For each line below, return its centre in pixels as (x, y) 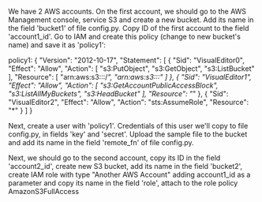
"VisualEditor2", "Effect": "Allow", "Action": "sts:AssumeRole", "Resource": (129, 102)
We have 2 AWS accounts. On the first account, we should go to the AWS (127, 11)
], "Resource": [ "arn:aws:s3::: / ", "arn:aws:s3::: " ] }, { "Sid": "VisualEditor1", (130, 77)
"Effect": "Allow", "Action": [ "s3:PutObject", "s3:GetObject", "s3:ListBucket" (131, 69)
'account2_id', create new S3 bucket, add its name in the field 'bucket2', (125, 166)
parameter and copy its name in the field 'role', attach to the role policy (123, 183)
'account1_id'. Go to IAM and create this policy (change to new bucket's (124, 36)
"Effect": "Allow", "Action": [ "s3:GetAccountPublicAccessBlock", (113, 85)
